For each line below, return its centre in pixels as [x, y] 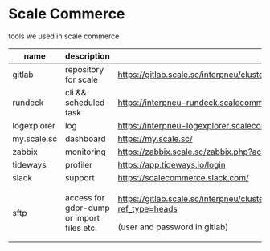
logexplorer [34, 125]
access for [85, 197]
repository [84, 69]
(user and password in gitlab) [173, 227]
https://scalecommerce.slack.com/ [183, 177]
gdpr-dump [87, 208]
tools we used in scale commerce [64, 36]
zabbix [25, 152]
